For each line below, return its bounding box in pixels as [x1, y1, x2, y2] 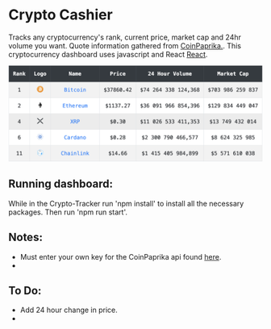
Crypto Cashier [8, 6, 113, 24]
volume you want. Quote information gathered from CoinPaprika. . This [8, 40, 242, 50]
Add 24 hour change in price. [19, 305, 119, 315]
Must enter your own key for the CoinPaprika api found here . [19, 252, 222, 261]
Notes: [8, 231, 43, 244]
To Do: [8, 284, 42, 298]
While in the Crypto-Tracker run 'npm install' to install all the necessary [8, 198, 244, 208]
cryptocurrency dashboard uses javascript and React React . [8, 49, 208, 59]
